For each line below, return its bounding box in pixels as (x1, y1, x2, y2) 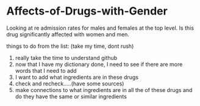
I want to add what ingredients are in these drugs (15, 73, 139, 81)
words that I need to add (15, 67, 77, 74)
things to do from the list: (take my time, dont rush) (6, 42, 134, 50)
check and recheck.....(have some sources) (15, 80, 124, 87)
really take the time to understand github (15, 54, 118, 61)
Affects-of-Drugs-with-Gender (6, 4, 168, 18)
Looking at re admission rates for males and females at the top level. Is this (6, 24, 194, 31)
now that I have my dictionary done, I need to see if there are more (15, 61, 183, 68)
